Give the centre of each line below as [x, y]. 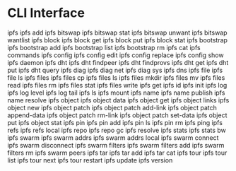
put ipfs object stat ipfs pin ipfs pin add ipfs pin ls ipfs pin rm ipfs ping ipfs [115, 122]
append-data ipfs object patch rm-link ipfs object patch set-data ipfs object [117, 115]
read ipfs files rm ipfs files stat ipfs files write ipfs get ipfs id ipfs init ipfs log [117, 85]
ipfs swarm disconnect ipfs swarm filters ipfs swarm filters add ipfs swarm [116, 145]
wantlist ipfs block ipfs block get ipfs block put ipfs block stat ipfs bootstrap [118, 40]
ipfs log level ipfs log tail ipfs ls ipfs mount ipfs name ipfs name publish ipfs [116, 93]
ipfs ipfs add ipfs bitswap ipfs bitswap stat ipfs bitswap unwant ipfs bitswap [117, 33]
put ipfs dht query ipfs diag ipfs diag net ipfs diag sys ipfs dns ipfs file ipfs [115, 70]
